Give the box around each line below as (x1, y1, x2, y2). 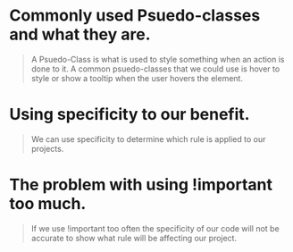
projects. (30, 143, 64, 154)
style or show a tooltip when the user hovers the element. (30, 72, 244, 83)
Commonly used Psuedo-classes (9, 5, 261, 26)
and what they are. (9, 24, 151, 45)
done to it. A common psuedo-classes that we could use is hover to (30, 63, 280, 74)
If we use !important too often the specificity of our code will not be (30, 223, 280, 233)
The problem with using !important (9, 175, 273, 195)
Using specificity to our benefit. (9, 105, 250, 125)
